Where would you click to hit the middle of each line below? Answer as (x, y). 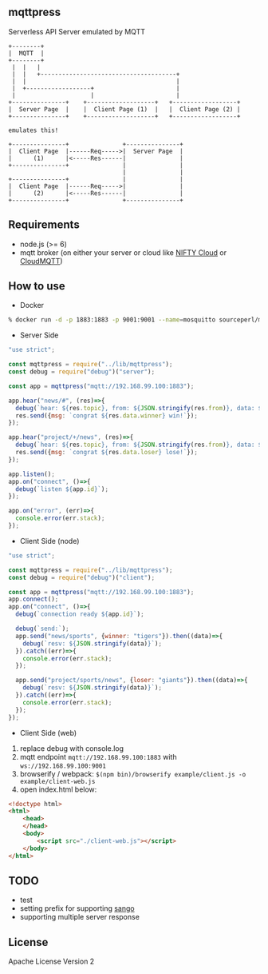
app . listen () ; (32, 474)
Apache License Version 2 (51, 961)
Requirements (44, 225)
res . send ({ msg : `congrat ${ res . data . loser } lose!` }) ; (106, 453)
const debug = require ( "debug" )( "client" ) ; (82, 577)
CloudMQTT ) (41, 261)
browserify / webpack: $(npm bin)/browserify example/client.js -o (133, 773)
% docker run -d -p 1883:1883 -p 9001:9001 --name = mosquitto (112, 320)
